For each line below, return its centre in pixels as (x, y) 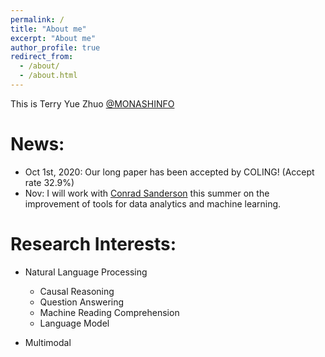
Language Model (74, 323)
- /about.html (48, 76)
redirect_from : (42, 57)
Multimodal (48, 342)
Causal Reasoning (77, 291)
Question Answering (82, 302)
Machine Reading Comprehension (109, 312)
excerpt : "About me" (53, 38)
